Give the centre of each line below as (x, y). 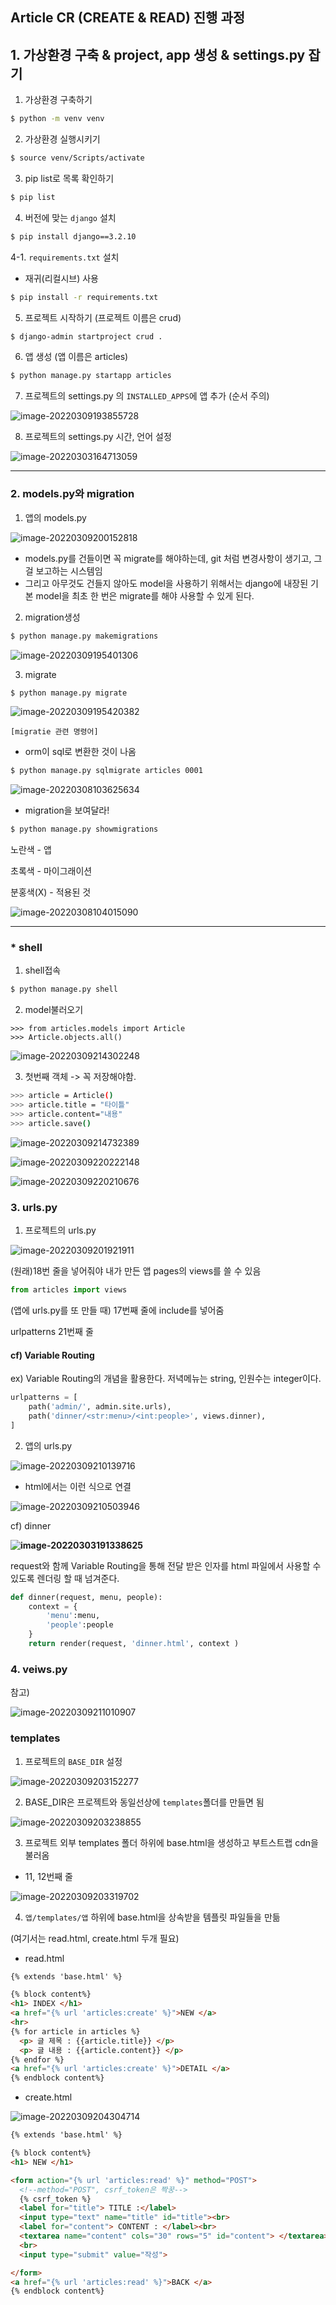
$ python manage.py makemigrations (84, 636)
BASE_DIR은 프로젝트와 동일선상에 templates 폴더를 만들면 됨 (144, 1802)
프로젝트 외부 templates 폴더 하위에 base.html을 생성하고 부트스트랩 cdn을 (171, 1842)
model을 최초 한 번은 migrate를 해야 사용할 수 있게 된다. (145, 595)
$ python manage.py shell (64, 989)
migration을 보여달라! (67, 810)
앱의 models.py (55, 517)
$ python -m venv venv (57, 119)
